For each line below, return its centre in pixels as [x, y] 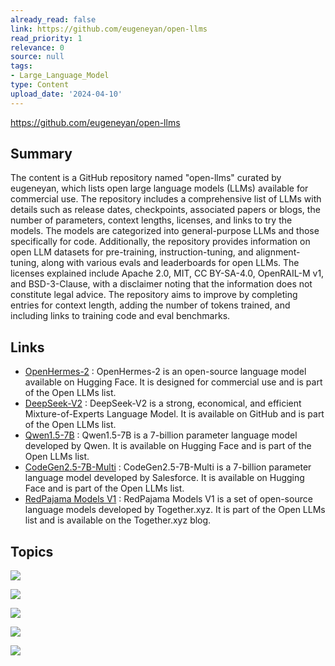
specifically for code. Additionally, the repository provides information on [160, 242]
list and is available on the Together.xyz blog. [118, 520]
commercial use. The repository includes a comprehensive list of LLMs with [166, 199]
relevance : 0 [37, 47]
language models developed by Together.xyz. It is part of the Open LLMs [175, 510]
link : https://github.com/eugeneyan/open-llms [109, 29]
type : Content [40, 85]
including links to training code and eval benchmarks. [120, 316]
